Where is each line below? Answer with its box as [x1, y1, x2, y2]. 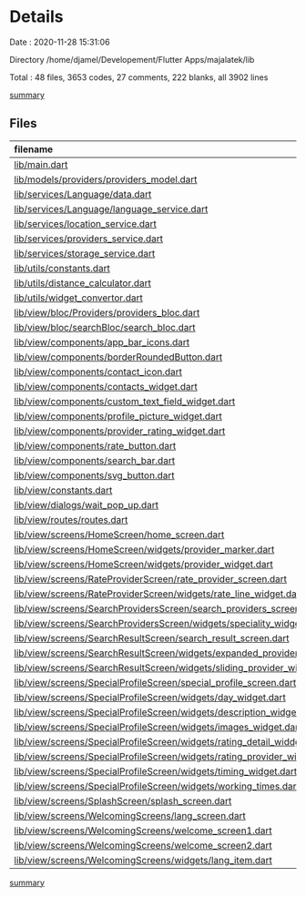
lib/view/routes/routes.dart [14, 513, 128, 525]
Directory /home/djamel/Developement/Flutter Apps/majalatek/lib [9, 54, 255, 65]
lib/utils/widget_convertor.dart [14, 291, 143, 304]
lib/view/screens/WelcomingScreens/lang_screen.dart [14, 809, 246, 821]
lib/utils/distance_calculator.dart [14, 276, 152, 289]
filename [14, 143, 54, 156]
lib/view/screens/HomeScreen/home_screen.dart [14, 528, 225, 541]
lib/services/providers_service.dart [14, 232, 164, 245]
